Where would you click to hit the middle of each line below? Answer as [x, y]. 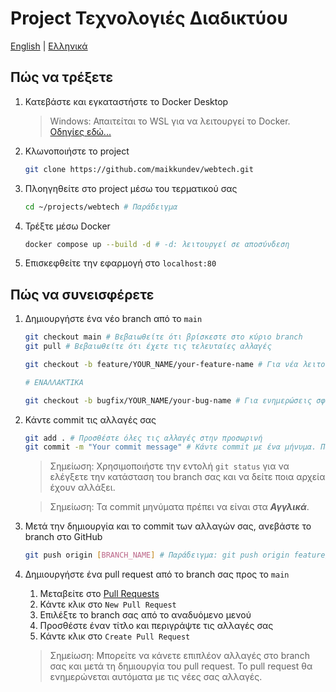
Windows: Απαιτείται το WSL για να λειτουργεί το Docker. [170, 121]
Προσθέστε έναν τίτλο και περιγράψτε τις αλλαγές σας [156, 626]
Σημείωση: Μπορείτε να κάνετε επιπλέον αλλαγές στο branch [179, 656]
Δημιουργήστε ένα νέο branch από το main [113, 319]
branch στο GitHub [63, 537]
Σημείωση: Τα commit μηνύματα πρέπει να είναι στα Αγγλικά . [179, 507]
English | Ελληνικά [49, 46]
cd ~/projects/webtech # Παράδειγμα [101, 207]
